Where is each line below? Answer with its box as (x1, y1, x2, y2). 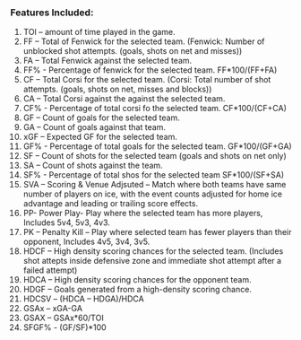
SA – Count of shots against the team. (22, 160, 164, 171)
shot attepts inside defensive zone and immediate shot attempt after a (22, 256, 281, 266)
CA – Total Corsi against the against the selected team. (22, 93, 226, 104)
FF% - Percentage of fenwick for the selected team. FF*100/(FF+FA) (22, 65, 278, 75)
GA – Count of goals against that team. (22, 122, 167, 133)
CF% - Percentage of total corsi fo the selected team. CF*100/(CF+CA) (22, 103, 288, 114)
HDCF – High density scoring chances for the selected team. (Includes (22, 246, 284, 257)
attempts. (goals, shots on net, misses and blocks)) (22, 83, 212, 95)
